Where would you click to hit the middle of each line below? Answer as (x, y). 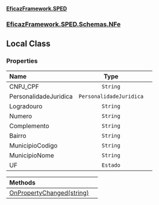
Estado (111, 165)
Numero (21, 116)
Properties (22, 60)
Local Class (29, 43)
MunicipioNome (32, 155)
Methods (23, 183)
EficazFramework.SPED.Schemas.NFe (64, 24)
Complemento (29, 126)
